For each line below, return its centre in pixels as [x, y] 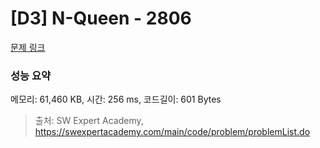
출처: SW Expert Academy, [89, 121]
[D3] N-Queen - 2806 [101, 18]
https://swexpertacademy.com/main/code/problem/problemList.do [172, 132]
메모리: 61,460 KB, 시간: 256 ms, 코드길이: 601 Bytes [116, 99]
